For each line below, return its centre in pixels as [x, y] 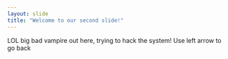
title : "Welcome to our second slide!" [66, 20]
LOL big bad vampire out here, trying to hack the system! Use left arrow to [115, 40]
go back [19, 48]
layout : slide [28, 14]
